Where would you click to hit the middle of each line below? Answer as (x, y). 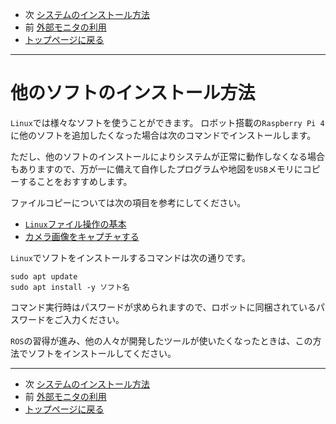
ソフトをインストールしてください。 (102, 353)
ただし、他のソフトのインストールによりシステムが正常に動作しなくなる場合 (168, 156)
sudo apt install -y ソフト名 (70, 287)
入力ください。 (93, 319)
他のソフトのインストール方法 (133, 93)
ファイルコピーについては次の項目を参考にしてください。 (128, 202)
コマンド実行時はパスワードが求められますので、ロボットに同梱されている (163, 307)
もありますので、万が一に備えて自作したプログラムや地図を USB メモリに (156, 169)
